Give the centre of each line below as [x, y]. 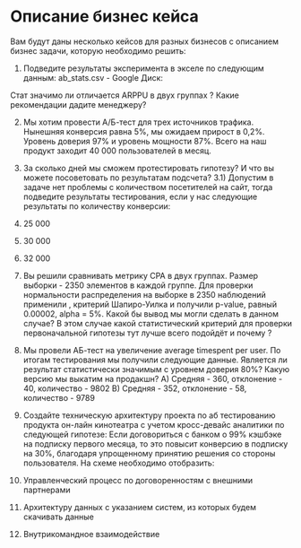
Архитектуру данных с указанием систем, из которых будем [139, 507]
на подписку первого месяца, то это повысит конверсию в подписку [155, 444]
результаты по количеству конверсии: [97, 206]
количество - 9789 [59, 397]
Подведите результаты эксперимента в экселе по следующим [144, 68]
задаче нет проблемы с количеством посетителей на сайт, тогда [148, 187]
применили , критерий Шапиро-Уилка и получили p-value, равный [150, 304]
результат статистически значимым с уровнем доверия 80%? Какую [156, 369]
